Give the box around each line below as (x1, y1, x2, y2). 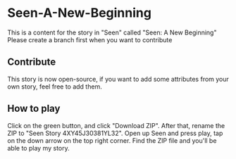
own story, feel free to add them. (7, 82, 102, 91)
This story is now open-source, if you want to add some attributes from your (7, 75, 229, 83)
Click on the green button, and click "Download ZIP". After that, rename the (7, 121, 225, 129)
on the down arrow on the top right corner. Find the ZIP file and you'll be (7, 136, 217, 145)
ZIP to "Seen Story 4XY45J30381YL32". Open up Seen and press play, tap (7, 129, 223, 137)
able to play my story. (7, 144, 70, 152)
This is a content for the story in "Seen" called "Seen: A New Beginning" (7, 28, 217, 37)
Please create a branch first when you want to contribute (7, 35, 173, 44)
